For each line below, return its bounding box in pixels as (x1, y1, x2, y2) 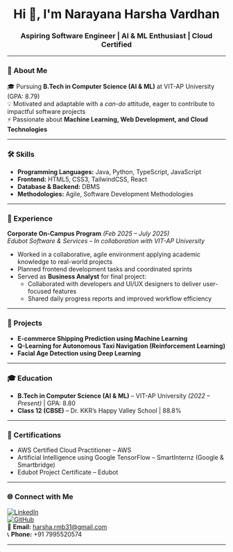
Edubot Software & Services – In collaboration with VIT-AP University (7, 237, 205, 245)
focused (27, 287, 52, 296)
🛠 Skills (7, 149, 35, 159)
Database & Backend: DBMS (17, 183, 101, 191)
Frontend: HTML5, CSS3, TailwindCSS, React (17, 175, 148, 183)
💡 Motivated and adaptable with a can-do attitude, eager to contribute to (7, 99, 215, 108)
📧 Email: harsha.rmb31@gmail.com (7, 522, 107, 530)
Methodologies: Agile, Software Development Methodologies (17, 190, 194, 199)
